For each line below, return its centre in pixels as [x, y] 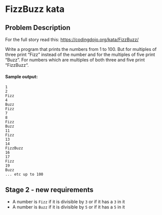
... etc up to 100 [24, 175]
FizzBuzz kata [35, 9]
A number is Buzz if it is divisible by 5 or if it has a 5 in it [69, 207]
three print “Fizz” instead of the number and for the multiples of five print [80, 54]
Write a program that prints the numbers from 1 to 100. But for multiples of [81, 49]
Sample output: [22, 76]
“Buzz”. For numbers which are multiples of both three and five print [75, 60]
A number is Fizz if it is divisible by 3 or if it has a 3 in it [69, 202]
